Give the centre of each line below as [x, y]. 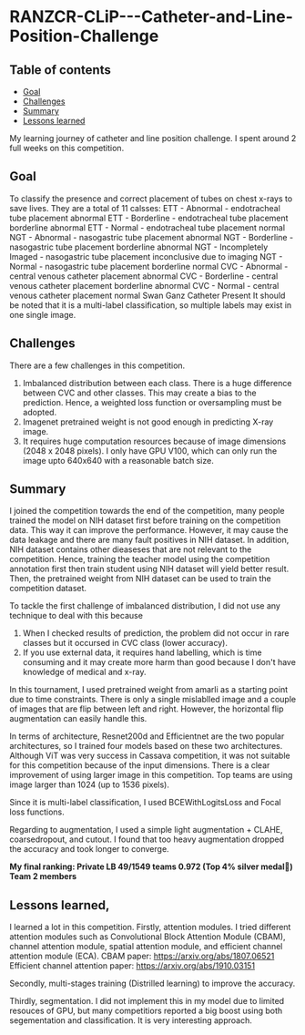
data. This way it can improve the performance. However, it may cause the [149, 530]
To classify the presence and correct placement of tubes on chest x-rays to [151, 199]
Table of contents [60, 70]
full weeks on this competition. [67, 148]
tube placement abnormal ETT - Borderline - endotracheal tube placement [149, 218]
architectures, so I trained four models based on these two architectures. [146, 746]
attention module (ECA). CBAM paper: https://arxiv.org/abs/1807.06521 [142, 956]
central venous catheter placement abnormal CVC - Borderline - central [144, 276]
